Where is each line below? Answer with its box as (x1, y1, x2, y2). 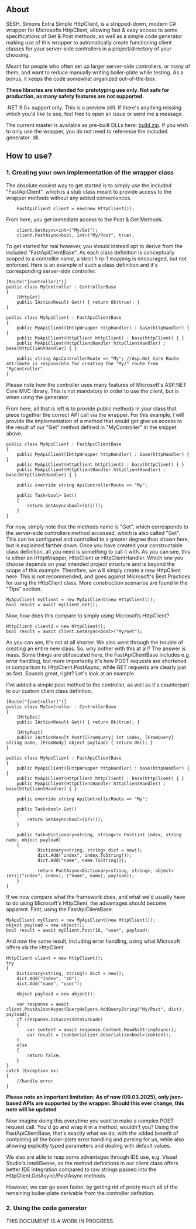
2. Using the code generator (6, 1204, 88, 1212)
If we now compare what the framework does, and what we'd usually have (6, 893, 185, 900)
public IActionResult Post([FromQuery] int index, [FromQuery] (16, 734, 174, 740)
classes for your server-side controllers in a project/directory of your (6, 45, 171, 52)
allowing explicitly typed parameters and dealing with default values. (6, 1142, 171, 1149)
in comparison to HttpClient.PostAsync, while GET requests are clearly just (6, 664, 186, 671)
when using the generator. (6, 393, 70, 400)
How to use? (6, 151, 53, 161)
